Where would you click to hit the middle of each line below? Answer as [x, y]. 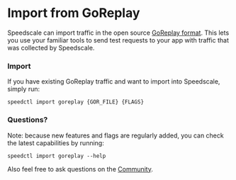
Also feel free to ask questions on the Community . [80, 169]
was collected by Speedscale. [51, 47]
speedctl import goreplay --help [57, 156]
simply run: [24, 89]
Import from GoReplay [74, 13]
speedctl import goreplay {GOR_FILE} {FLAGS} [75, 102]
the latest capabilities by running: [56, 142]
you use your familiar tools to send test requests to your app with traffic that [118, 40]
